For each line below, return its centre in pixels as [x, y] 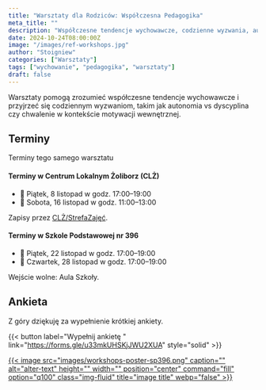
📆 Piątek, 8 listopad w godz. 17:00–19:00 [85, 193]
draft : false [30, 75]
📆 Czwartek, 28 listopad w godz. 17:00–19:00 [93, 262]
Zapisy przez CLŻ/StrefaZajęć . [58, 217]
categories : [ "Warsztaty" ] [53, 60]
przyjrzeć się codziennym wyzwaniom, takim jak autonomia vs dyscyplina [129, 105]
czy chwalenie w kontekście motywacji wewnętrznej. [95, 114]
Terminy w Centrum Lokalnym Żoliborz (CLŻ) [84, 176]
